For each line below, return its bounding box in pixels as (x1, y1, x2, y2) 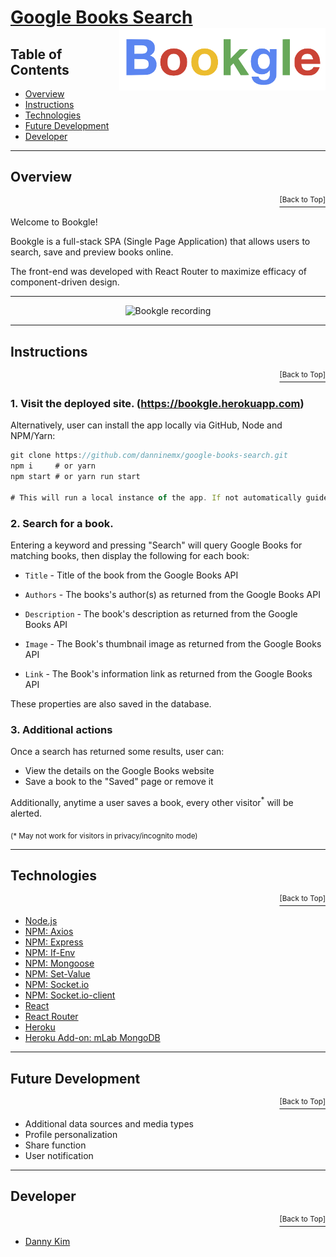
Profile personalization (24, 1128, 118, 1140)
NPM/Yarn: (10, 430, 56, 442)
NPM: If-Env (24, 947, 76, 959)
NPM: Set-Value (24, 968, 91, 980)
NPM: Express (24, 936, 84, 948)
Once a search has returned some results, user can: (10, 746, 225, 758)
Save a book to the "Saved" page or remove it (24, 776, 214, 788)
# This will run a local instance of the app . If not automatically (10, 492, 302, 503)
